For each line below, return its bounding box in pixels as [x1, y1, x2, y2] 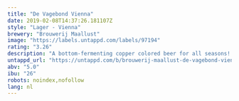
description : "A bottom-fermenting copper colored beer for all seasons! [7, 51, 231, 58]
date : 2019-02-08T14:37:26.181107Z [7, 17, 113, 24]
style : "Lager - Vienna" [7, 23, 81, 31]
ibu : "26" [7, 70, 37, 77]
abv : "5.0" [7, 63, 40, 70]
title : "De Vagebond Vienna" [7, 10, 94, 18]
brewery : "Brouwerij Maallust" [7, 30, 100, 38]
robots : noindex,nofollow [7, 76, 84, 84]
